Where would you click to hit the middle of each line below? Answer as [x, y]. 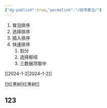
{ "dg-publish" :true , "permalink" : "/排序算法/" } [53, 10]
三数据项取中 [33, 63]
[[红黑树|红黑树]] [22, 84]
